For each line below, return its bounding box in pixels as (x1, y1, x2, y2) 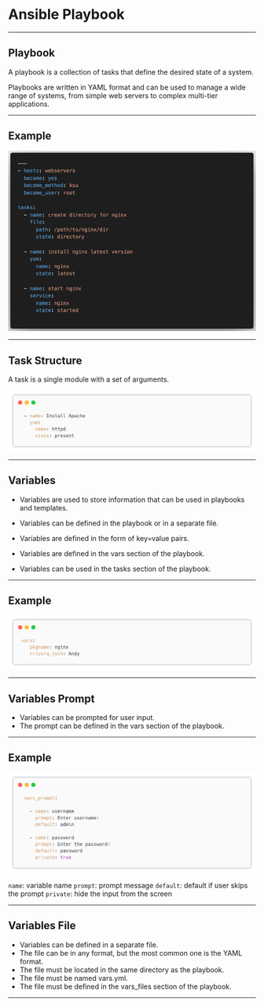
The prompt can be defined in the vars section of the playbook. (19, 721, 225, 730)
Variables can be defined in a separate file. (19, 940, 159, 949)
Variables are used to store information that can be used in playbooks (19, 495, 245, 504)
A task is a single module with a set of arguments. (8, 375, 170, 384)
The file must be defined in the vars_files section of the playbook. (19, 982, 232, 991)
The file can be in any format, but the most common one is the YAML (19, 948, 243, 957)
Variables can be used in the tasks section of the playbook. (19, 564, 211, 573)
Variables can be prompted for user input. (19, 712, 156, 722)
